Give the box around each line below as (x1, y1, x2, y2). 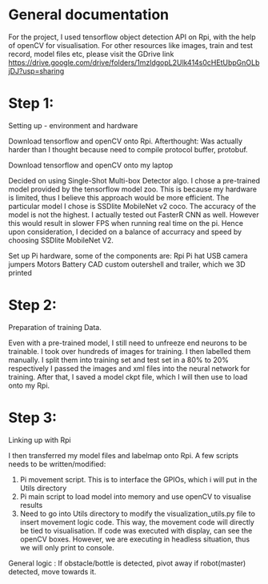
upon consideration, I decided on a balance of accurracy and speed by (8, 227, 242, 236)
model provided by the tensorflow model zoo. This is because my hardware (8, 184, 258, 194)
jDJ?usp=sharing (8, 66, 65, 75)
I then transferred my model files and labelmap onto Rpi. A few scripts (8, 450, 238, 460)
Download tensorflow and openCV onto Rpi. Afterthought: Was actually (8, 136, 242, 146)
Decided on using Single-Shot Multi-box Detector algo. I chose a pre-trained (8, 175, 261, 185)
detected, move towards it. (8, 566, 97, 576)
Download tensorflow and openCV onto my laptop (8, 160, 174, 170)
